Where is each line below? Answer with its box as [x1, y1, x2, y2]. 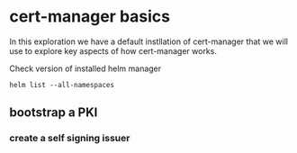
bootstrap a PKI [9, 105, 98, 121]
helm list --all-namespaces [9, 80, 115, 89]
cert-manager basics [9, 6, 171, 27]
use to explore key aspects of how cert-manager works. [9, 45, 218, 56]
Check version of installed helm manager [9, 63, 162, 74]
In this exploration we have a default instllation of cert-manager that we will [9, 36, 288, 47]
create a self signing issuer [9, 132, 130, 145]
